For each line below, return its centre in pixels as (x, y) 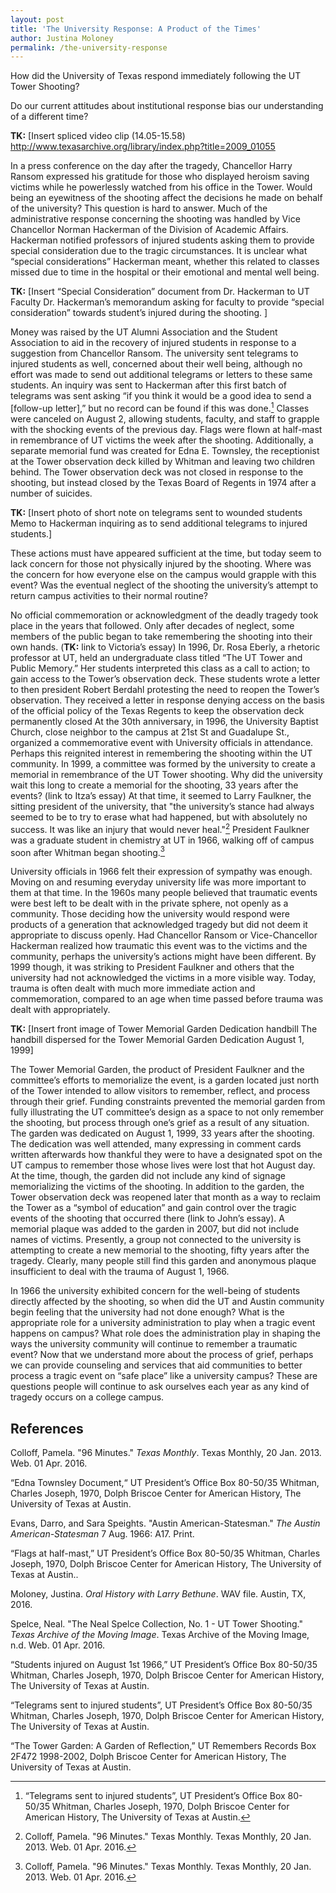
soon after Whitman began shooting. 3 (88, 851)
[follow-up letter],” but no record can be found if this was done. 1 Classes (160, 407)
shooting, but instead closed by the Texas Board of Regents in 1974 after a (163, 482)
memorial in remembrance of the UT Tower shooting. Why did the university (166, 774)
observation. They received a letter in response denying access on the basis (167, 700)
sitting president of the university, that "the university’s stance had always (162, 806)
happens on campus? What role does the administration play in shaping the (165, 1333)
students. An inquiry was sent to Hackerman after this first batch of (149, 385)
